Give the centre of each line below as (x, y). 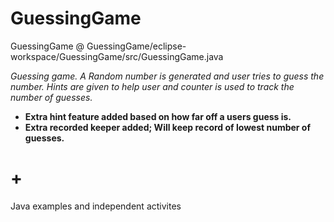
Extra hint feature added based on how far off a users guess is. (158, 116)
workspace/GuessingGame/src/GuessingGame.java (117, 56)
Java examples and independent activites (96, 206)
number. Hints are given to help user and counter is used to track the (152, 86)
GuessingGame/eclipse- (136, 46)
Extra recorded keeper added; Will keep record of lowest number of (168, 127)
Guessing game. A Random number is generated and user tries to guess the (167, 76)
